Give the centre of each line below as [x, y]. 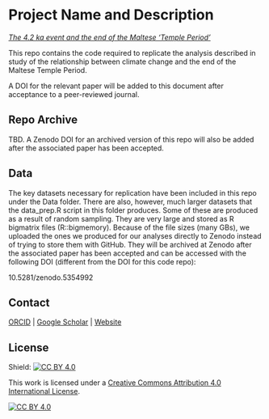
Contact [29, 302]
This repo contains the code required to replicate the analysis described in [132, 53]
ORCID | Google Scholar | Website [65, 322]
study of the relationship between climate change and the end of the [122, 61]
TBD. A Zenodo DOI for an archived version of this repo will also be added [131, 139]
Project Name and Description [111, 15]
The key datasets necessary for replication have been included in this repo [132, 193]
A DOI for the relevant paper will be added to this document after [116, 86]
